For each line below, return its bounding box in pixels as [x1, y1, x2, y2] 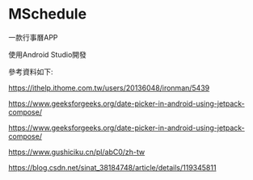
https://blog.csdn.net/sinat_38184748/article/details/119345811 [8, 162, 217, 172]
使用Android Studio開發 [8, 49, 87, 59]
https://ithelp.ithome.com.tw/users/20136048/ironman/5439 [8, 82, 210, 93]
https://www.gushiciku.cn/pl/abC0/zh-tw [8, 147, 145, 157]
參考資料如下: [8, 66, 54, 77]
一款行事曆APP [8, 32, 58, 42]
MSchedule [8, 5, 87, 23]
